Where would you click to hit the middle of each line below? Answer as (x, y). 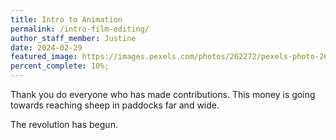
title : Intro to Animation (66, 19)
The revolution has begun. (64, 124)
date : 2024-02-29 (46, 47)
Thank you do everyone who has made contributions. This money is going (163, 94)
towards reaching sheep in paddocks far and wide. (115, 105)
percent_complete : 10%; (60, 66)
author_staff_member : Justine (73, 38)
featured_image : (44, 57)
